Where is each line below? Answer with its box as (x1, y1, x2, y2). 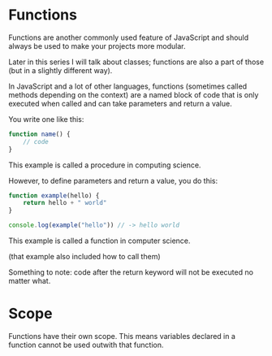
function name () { (8, 130, 71, 138)
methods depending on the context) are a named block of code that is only (8, 89, 259, 99)
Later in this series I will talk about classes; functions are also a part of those (8, 57, 265, 67)
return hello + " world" (23, 199, 107, 207)
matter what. (8, 276, 51, 286)
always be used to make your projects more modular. (8, 41, 186, 50)
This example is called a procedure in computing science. (8, 160, 201, 170)
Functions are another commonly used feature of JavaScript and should (8, 33, 249, 42)
